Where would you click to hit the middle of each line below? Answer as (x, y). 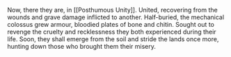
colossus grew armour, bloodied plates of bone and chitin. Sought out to (111, 24)
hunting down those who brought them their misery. (82, 46)
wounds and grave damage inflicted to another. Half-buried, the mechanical (116, 17)
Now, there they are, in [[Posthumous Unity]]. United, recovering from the (112, 10)
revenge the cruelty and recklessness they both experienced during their (112, 32)
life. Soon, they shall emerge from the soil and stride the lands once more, (113, 39)
